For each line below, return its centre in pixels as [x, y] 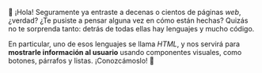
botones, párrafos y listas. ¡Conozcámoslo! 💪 [81, 60]
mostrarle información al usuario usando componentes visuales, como [125, 52]
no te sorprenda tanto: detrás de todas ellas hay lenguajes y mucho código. [131, 29]
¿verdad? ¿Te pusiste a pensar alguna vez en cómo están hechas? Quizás [128, 20]
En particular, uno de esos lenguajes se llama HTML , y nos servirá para [124, 44]
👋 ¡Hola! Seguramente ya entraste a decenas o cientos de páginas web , [125, 12]
